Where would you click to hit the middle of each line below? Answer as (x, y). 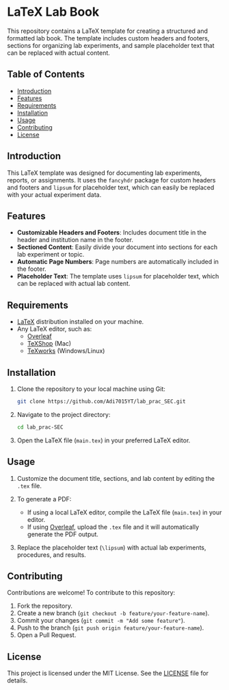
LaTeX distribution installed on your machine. (80, 322)
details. (17, 680)
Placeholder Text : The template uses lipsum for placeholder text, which (118, 276)
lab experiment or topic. (51, 254)
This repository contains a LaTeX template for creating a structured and (108, 31)
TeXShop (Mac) (49, 344)
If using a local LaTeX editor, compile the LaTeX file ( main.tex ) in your (124, 512)
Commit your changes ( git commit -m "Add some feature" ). (101, 621)
